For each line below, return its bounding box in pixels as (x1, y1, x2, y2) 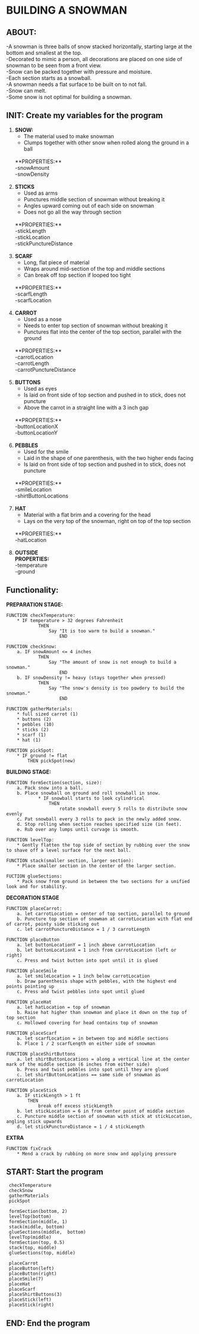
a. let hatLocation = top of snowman (17, 1004, 110, 1010)
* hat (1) (17, 737, 42, 743)
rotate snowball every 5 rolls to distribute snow (59, 806, 187, 812)
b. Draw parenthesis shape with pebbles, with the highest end (17, 978, 177, 984)
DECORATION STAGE (6, 894, 59, 901)
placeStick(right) (8, 1302, 55, 1308)
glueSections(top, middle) (8, 1250, 76, 1256)
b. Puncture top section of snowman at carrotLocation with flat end (17, 915, 193, 922)
